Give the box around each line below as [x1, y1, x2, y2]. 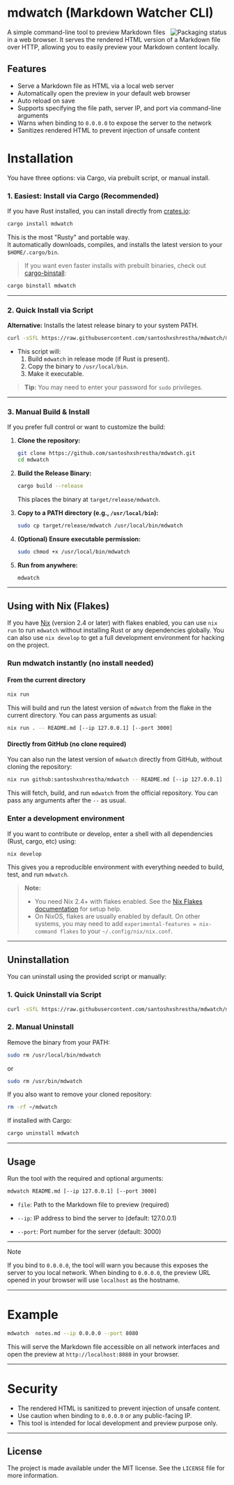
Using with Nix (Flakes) [7, 600, 110, 612]
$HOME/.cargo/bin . [7, 248, 59, 256]
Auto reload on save [17, 96, 75, 105]
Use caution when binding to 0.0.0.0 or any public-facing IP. [17, 1411, 192, 1419]
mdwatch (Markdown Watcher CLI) [7, 5, 214, 21]
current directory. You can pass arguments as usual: [7, 711, 157, 719]
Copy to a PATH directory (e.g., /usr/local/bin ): [17, 508, 159, 517]
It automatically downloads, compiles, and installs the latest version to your [7, 240, 223, 248]
